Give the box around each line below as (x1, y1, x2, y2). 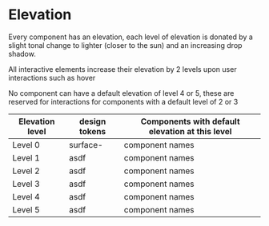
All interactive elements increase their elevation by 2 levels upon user (8, 64, 238, 73)
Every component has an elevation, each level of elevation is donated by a (8, 32, 254, 42)
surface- (69, 139, 103, 150)
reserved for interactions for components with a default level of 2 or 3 (8, 97, 239, 106)
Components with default (140, 116, 240, 127)
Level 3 (12, 178, 40, 189)
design (78, 116, 106, 127)
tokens (78, 125, 106, 137)
